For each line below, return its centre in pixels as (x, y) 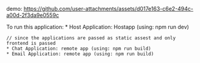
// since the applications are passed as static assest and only (91, 38)
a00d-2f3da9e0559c (33, 15)
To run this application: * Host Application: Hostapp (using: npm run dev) (98, 27)
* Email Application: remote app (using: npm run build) (80, 54)
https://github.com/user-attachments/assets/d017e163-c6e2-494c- (109, 9)
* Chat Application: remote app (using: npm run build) (79, 48)
